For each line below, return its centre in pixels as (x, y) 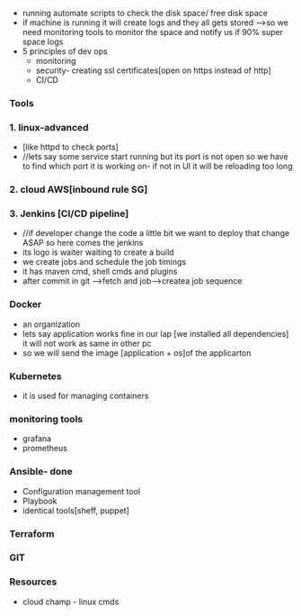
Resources (33, 582)
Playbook (40, 501)
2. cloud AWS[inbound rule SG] (79, 190)
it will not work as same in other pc (87, 343)
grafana (37, 439)
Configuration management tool (81, 491)
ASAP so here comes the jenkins (83, 243)
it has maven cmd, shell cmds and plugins (100, 272)
